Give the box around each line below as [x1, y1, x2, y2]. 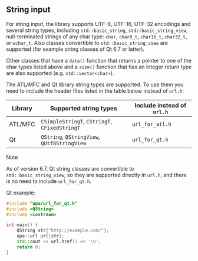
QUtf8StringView [41, 140, 87, 146]
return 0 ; [16, 244, 41, 250]
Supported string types [49, 104, 117, 112]
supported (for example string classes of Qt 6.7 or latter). [6, 45, 145, 53]
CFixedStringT [41, 124, 81, 131]
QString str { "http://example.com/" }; [16, 227, 110, 234]
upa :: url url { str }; [16, 233, 65, 239]
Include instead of [134, 101, 187, 109]
